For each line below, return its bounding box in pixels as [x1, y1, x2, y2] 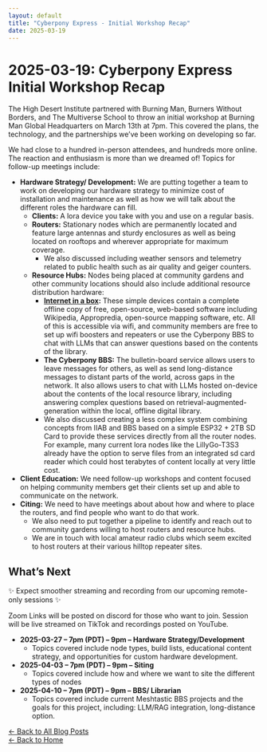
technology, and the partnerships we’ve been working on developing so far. [8, 129, 257, 140]
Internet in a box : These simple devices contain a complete [43, 296, 240, 305]
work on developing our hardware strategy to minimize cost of [19, 186, 225, 195]
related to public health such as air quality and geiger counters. [43, 262, 252, 272]
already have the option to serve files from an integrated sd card [43, 448, 255, 459]
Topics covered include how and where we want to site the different [31, 669, 255, 679]
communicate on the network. [19, 491, 119, 501]
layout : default [8, 11, 62, 20]
